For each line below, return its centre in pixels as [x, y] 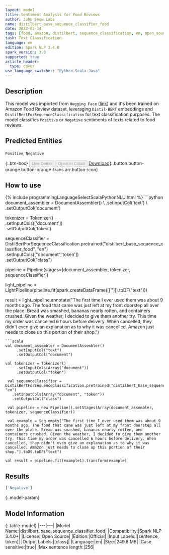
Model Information [35, 513]
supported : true [22, 57]
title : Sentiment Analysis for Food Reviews [53, 15]
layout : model [20, 10]
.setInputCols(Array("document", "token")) [58, 394]
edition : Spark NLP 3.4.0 [32, 47]
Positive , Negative [25, 153]
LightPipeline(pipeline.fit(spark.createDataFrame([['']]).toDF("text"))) [76, 290]
